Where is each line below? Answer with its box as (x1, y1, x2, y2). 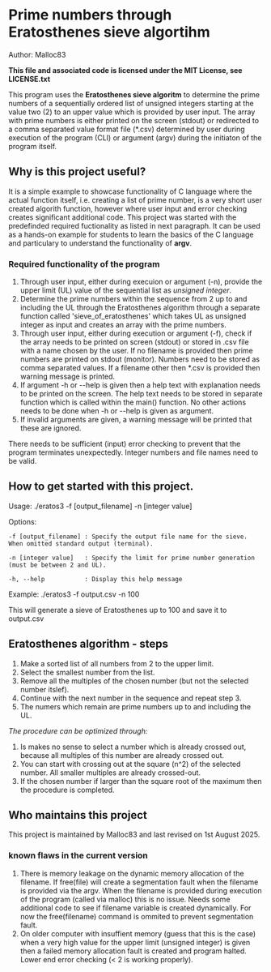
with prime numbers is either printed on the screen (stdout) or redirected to (8, 115, 260, 125)
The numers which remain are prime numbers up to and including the (19, 701, 252, 711)
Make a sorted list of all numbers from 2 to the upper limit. (19, 658, 214, 668)
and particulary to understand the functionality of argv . (8, 238, 193, 248)
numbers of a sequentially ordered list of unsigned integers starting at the (8, 98, 254, 108)
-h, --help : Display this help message (8, 575, 183, 583)
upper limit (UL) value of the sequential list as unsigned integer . (19, 285, 232, 295)
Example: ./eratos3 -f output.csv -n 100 (8, 589, 140, 599)
